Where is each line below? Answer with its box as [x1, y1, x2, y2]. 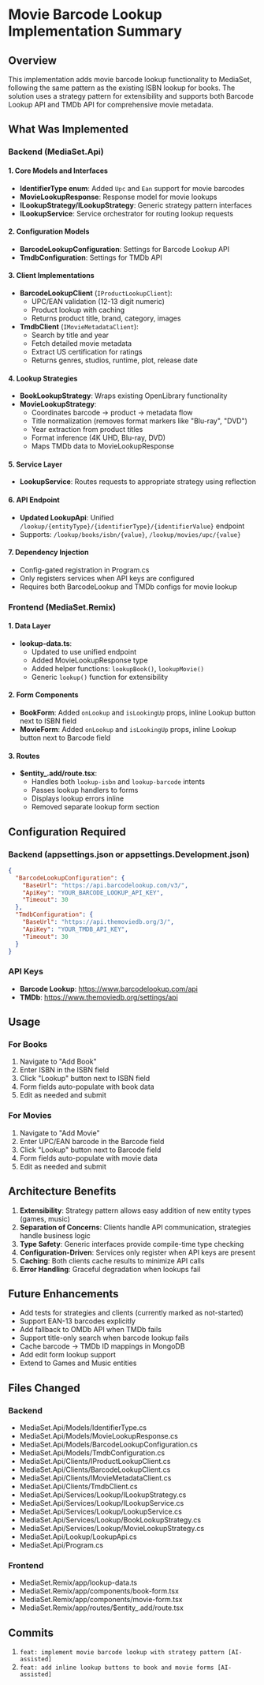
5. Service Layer [8, 460, 63, 469]
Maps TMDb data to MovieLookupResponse [31, 441, 175, 451]
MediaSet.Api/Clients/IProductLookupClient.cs [19, 1457, 171, 1466]
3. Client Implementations [8, 271, 95, 280]
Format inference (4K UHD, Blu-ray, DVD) [31, 433, 166, 443]
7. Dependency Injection [8, 547, 89, 557]
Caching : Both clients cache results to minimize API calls [19, 1255, 205, 1265]
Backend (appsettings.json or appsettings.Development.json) [8, 849, 251, 860]
